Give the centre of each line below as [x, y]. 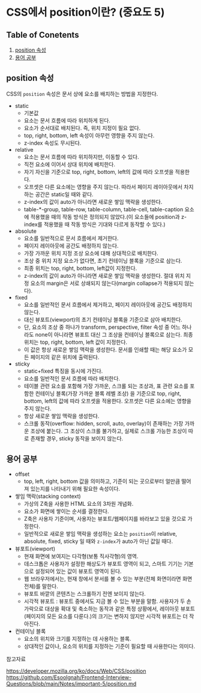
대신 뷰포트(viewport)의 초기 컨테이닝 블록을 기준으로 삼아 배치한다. [103, 319]
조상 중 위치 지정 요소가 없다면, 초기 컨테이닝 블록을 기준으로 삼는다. [103, 260]
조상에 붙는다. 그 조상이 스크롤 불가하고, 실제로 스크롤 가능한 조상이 [109, 431]
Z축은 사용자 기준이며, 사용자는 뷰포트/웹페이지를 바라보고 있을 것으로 [105, 518]
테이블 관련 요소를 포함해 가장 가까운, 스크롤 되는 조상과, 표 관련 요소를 [106, 386]
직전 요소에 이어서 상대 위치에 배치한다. [70, 164]
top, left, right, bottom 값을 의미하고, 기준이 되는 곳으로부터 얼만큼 [102, 481]
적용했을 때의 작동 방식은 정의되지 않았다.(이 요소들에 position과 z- [109, 217]
